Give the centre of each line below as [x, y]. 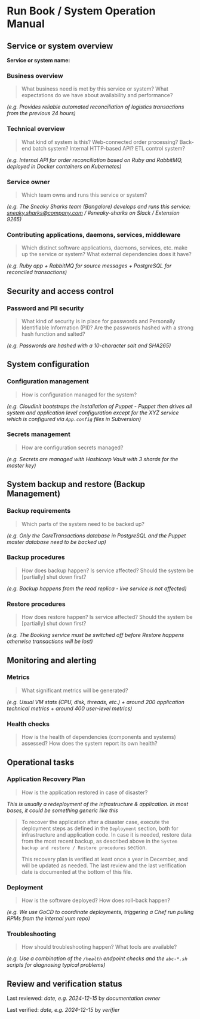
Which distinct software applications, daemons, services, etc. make [104, 248]
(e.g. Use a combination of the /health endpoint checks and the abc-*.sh [97, 958]
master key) [21, 465]
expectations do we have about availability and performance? [97, 95]
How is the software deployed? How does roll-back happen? [96, 900]
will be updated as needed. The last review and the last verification [104, 865]
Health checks [28, 724]
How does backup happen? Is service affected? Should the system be [107, 570]
